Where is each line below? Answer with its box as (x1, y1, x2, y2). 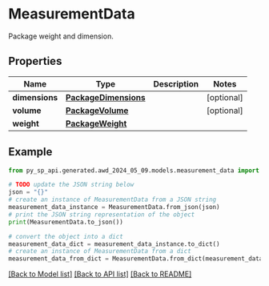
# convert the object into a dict (8, 232, 124, 240)
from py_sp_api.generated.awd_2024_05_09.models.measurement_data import (8, 166, 260, 175)
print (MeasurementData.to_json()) (8, 218, 124, 226)
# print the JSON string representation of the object (8, 210, 195, 219)
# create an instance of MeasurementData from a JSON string (8, 195, 217, 204)
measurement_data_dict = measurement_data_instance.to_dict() (8, 240, 220, 248)
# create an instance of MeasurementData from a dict (8, 248, 192, 256)
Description (153, 78, 199, 89)
